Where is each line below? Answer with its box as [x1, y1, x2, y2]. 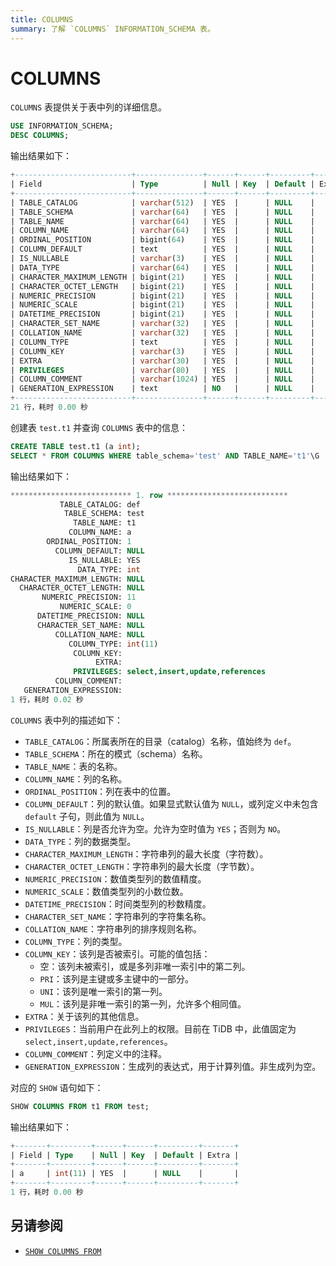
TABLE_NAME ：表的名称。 [24, 760, 123, 772]
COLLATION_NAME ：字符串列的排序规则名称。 [24, 922, 203, 935]
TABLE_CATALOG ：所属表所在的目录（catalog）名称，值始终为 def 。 [24, 735, 297, 747]
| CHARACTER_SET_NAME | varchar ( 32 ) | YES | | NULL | [10, 319, 315, 329]
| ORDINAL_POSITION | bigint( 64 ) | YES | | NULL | [10, 235, 315, 245]
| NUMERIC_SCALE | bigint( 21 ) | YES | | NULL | [10, 300, 315, 310]
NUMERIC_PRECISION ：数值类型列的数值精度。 [24, 872, 207, 885]
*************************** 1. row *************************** [10, 490, 288, 500]
